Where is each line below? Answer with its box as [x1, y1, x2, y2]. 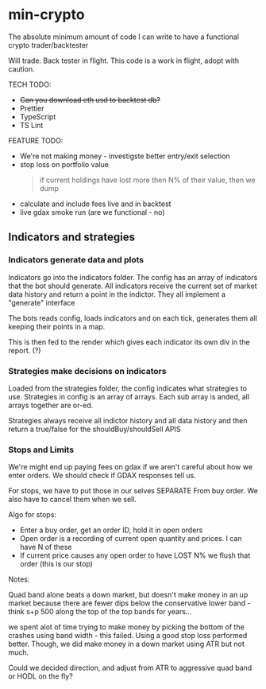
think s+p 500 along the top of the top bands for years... [8, 607, 192, 617]
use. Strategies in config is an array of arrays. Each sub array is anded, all [8, 391, 250, 401]
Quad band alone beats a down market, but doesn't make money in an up [8, 590, 249, 600]
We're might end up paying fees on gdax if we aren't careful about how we [8, 462, 253, 472]
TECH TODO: [8, 80, 52, 89]
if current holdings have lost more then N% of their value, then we [39, 175, 256, 185]
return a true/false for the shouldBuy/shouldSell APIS [8, 424, 181, 434]
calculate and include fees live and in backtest [19, 199, 172, 208]
